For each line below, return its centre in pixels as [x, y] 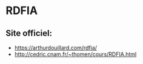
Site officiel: [29, 33]
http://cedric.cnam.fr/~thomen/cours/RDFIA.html [75, 54]
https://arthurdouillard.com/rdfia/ [56, 48]
